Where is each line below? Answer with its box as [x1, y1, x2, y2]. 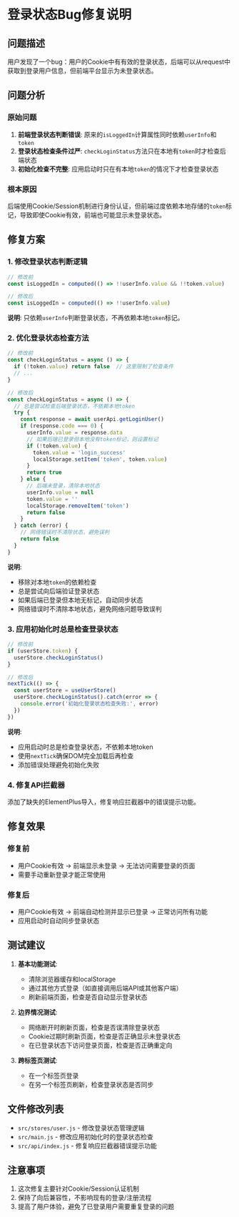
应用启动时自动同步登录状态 [17, 916, 100, 925]
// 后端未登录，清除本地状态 [26, 482, 101, 490]
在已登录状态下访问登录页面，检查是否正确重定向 [28, 1040, 173, 1049]
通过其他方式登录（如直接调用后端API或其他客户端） [28, 983, 183, 992]
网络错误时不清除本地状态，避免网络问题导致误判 [17, 605, 162, 613]
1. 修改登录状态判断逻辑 [7, 257, 88, 267]
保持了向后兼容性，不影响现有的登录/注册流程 [17, 1193, 152, 1202]
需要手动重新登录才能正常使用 [17, 870, 106, 879]
